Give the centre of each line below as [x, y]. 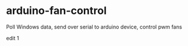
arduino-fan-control [56, 11]
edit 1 [13, 38]
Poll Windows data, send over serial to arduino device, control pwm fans [94, 27]
